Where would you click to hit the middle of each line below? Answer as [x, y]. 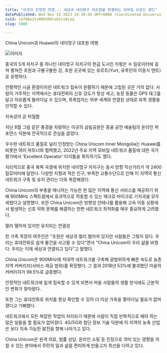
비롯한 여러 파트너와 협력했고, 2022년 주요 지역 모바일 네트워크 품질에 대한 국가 [82, 150]
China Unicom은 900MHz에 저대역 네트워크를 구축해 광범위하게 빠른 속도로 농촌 [83, 260]
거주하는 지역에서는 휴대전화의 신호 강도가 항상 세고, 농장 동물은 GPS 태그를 [87, 93]
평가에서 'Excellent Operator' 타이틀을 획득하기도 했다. [59, 157]
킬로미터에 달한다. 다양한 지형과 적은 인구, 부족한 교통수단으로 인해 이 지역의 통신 [83, 173]
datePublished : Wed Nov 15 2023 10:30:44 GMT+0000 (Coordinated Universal [84, 14]
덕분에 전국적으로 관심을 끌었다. [49, 133]
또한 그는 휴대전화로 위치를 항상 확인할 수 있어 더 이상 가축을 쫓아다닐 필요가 [79, 300]
